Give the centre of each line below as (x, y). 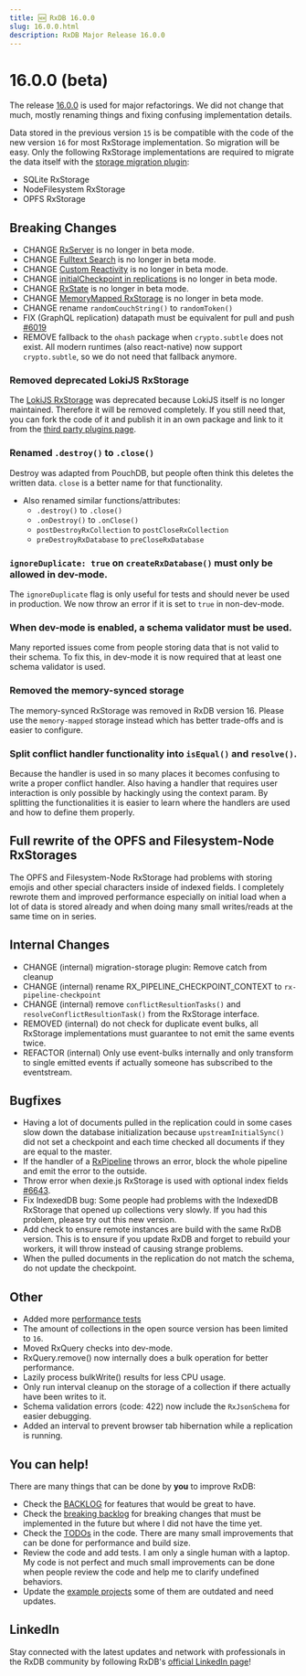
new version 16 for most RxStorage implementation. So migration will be (145, 143)
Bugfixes (36, 1101)
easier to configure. (47, 730)
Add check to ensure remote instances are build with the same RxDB (152, 1229)
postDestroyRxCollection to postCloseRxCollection (132, 529)
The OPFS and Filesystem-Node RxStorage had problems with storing (141, 877)
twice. (34, 1043)
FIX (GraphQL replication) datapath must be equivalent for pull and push (158, 318)
